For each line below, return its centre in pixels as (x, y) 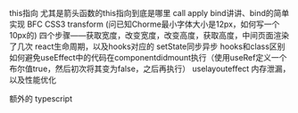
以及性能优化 (33, 80)
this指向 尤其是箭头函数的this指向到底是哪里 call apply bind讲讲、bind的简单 (149, 13)
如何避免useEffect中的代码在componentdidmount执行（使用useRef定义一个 (148, 57)
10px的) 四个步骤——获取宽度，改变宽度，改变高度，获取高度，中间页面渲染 (149, 35)
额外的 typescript (41, 99)
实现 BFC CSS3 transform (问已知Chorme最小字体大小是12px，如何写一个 (145, 24)
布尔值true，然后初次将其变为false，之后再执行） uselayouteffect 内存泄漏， (150, 69)
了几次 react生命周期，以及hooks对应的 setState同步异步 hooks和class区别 (147, 46)
